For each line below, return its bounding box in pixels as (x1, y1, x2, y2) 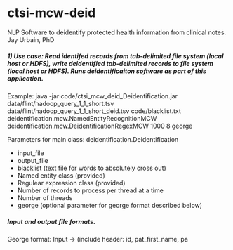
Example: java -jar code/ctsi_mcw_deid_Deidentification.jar (7, 91, 178, 100)
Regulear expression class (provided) (17, 178, 126, 187)
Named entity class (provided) (17, 171, 105, 180)
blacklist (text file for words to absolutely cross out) (17, 164, 166, 172)
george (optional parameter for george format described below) (17, 201, 202, 209)
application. (7, 74, 44, 82)
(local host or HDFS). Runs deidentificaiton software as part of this (7, 67, 207, 75)
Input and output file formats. (7, 217, 96, 225)
